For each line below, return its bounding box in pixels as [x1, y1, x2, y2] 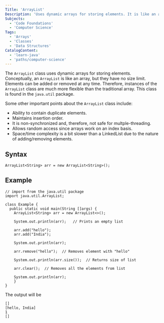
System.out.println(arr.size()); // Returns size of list [14, 257, 137, 262]
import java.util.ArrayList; [5, 193, 64, 198]
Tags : [5, 30, 16, 35]
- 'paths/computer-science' [9, 57, 67, 62]
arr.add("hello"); [14, 227, 51, 232]
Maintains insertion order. [12, 115, 64, 121]
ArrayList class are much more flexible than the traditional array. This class [5, 86, 157, 92]
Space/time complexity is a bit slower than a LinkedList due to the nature [12, 131, 159, 137]
